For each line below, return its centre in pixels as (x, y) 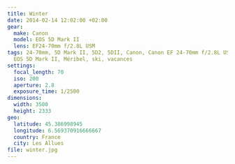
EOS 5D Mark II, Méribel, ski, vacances (73, 59)
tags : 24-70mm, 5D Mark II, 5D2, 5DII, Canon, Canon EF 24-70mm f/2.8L (114, 53)
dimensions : (24, 98)
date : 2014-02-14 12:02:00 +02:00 (58, 20)
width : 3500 (31, 105)
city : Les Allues (39, 144)
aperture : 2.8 (34, 85)
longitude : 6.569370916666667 (57, 131)
